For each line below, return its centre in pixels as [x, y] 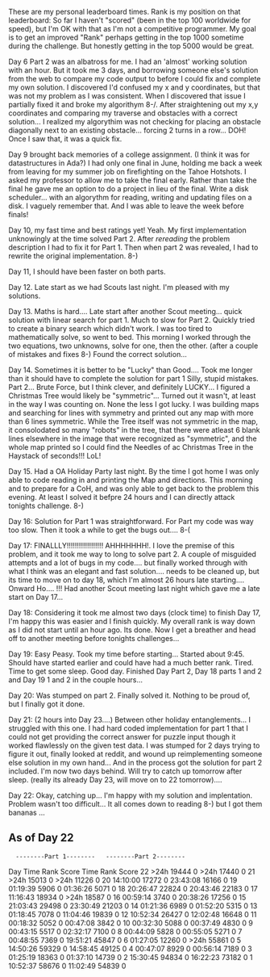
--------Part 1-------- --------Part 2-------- [100, 856]
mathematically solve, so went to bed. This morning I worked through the [130, 337]
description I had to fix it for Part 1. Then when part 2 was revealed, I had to [133, 247]
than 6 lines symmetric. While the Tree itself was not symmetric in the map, [133, 421]
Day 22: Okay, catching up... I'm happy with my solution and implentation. [131, 795]
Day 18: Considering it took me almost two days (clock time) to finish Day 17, [135, 612]
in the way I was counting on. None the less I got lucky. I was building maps [134, 404]
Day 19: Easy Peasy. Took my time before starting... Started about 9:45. [127, 654]
